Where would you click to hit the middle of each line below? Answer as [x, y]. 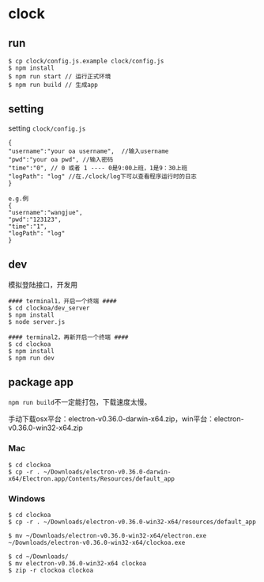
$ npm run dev [32, 358]
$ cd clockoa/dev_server [49, 308]
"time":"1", [28, 226]
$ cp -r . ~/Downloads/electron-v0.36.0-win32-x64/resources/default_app [132, 522]
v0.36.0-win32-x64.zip [45, 428]
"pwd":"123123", [35, 219]
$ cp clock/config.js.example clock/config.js [86, 61]
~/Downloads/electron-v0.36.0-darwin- [107, 472]
